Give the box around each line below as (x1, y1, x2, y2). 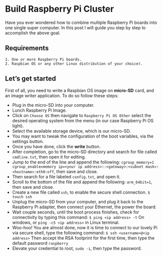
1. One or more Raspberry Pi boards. (5, 57, 82, 62)
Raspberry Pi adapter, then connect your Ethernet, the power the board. (12, 204, 157, 210)
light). (12, 123, 24, 129)
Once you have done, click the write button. (12, 143, 101, 149)
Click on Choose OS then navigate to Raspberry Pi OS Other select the (12, 112, 151, 118)
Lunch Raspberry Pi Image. (12, 107, 67, 113)
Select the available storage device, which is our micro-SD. (12, 128, 131, 134)
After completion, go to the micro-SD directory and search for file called (12, 149, 157, 155)
